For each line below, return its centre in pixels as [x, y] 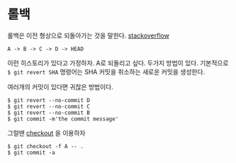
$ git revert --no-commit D [49, 100]
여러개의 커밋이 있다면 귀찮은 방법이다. [60, 86]
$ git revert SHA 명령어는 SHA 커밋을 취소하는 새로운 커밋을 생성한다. [106, 72]
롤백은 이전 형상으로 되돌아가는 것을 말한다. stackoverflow [89, 35]
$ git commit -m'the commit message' [63, 119]
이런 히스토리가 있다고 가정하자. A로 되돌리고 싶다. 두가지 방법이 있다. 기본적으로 [118, 63]
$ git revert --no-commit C [49, 106]
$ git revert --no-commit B [49, 113]
